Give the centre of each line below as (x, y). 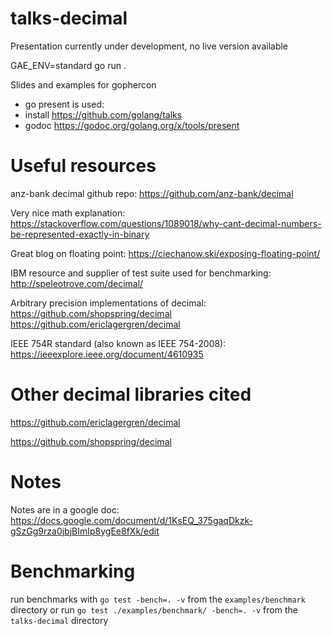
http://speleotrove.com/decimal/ (77, 283)
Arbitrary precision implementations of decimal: (108, 303)
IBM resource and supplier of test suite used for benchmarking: (141, 273)
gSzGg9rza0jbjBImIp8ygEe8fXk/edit (85, 531)
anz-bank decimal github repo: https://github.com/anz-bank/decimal (152, 193)
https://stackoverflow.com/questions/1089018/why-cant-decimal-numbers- (166, 223)
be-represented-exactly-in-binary (80, 234)
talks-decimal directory (59, 620)
